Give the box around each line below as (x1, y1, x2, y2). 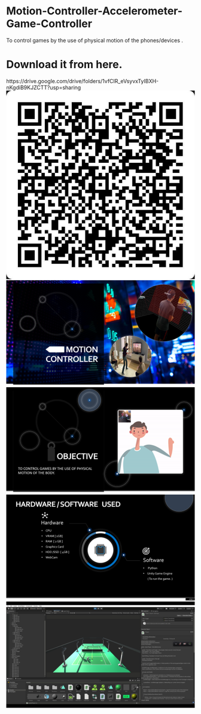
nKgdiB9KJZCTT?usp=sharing (6, 84, 81, 91)
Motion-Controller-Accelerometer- (6, 4, 183, 18)
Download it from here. (6, 58, 123, 71)
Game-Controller (6, 17, 93, 31)
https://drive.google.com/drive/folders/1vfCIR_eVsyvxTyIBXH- (6, 77, 159, 84)
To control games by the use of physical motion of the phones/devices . (6, 37, 184, 44)
